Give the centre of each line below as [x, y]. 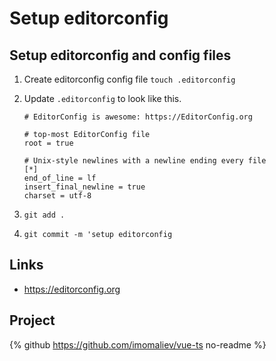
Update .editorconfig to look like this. [102, 98]
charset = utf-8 [57, 196]
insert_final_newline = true [84, 187]
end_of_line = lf [60, 178]
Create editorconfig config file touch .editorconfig [129, 79]
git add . [44, 215]
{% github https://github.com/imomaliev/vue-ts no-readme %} [138, 344]
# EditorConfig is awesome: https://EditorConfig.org [138, 117]
